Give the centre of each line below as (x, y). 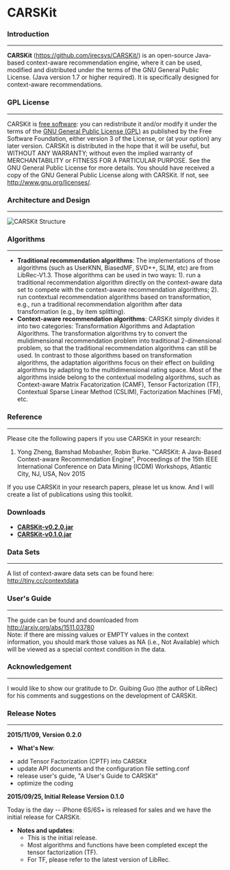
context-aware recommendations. (55, 84)
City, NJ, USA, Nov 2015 (51, 473)
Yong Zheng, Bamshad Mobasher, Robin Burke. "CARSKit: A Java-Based (119, 452)
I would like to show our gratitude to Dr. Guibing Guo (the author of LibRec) (112, 688)
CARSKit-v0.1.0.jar (44, 534)
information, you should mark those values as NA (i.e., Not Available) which (113, 642)
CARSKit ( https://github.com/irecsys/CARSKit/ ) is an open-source (100, 56)
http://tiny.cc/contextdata (43, 581)
